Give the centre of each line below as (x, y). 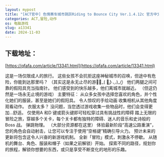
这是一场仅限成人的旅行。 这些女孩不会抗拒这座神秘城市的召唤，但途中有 (78, 76)
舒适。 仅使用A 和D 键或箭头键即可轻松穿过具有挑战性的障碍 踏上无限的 (85, 112)
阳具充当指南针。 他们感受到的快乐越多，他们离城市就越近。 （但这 (85, 88)
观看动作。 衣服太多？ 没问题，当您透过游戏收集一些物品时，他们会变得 (77, 106)
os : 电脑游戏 (17, 23)
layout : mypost (20, 10)
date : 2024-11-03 (23, 32)
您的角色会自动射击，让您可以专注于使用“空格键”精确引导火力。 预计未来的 (80, 131)
